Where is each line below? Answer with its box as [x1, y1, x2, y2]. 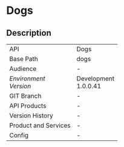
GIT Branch [9, 92, 42, 100]
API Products [9, 102, 47, 109]
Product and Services [9, 122, 71, 129]
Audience [9, 65, 37, 73]
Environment [9, 74, 45, 82]
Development [76, 74, 115, 82]
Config [9, 131, 29, 139]
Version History [9, 111, 53, 120]
